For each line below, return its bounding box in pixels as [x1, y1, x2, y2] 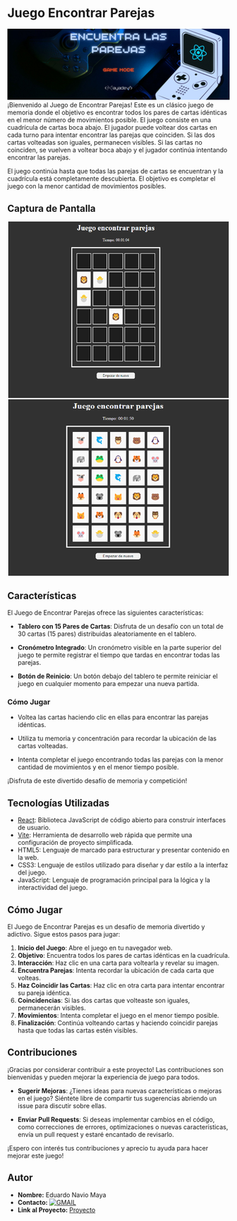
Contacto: [17, 1198, 48, 1206]
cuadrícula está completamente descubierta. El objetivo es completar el [7, 174, 216, 183]
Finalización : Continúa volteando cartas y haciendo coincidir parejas [17, 1018, 219, 1027]
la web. [17, 853, 39, 862]
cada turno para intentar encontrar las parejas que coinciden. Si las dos [7, 131, 215, 139]
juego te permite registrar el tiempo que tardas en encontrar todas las [17, 651, 220, 659]
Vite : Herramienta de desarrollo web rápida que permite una [17, 831, 193, 839]
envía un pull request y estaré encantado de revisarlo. [17, 1130, 174, 1138]
